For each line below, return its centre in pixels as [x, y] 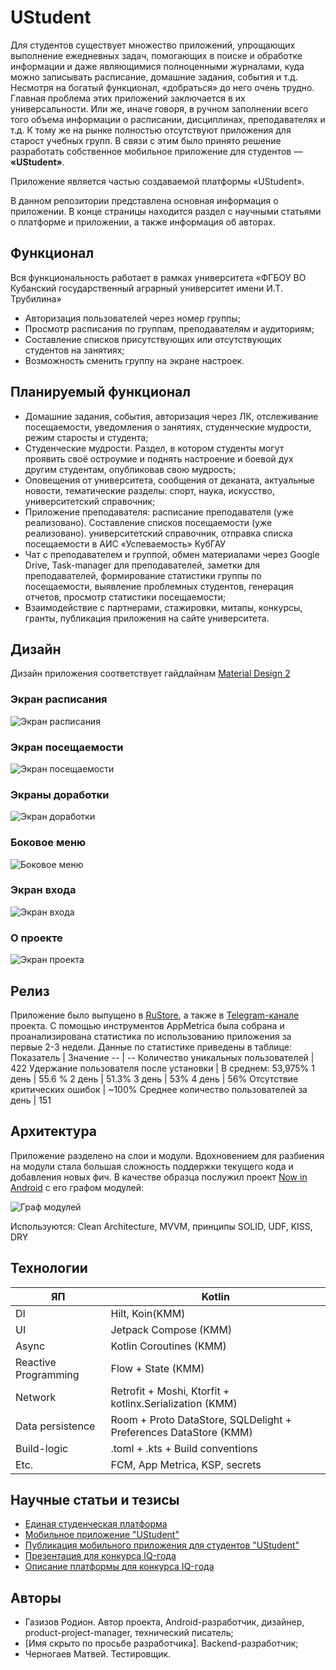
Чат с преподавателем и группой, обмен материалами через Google [172, 554]
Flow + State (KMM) [157, 1368]
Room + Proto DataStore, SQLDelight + [201, 1419]
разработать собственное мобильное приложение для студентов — [156, 151]
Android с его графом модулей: [77, 1187]
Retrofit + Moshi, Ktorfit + [170, 1391]
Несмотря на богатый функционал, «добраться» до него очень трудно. [162, 87]
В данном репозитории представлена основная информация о [144, 200]
